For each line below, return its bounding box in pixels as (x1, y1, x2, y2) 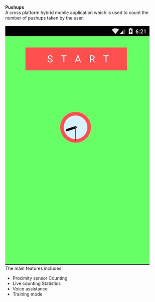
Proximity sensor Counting (12, 275, 68, 281)
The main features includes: (5, 265, 63, 271)
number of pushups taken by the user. (5, 15, 84, 21)
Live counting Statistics (12, 280, 61, 286)
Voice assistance (12, 286, 48, 291)
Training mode (12, 291, 43, 297)
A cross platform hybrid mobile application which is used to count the (5, 10, 149, 16)
